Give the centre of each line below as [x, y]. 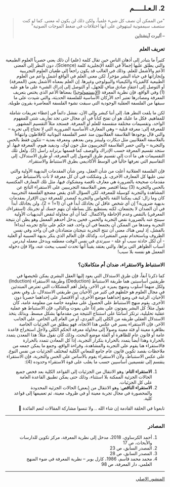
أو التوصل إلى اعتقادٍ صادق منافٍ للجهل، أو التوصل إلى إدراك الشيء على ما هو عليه [87, 87]
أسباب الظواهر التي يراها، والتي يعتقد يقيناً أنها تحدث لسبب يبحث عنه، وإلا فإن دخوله [87, 246]
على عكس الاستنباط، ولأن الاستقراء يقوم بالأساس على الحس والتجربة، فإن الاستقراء [86, 356]
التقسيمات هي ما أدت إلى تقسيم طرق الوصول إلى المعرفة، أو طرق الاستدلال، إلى [88, 156]
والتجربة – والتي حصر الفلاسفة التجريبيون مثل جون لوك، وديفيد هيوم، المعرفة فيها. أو [86, 145]
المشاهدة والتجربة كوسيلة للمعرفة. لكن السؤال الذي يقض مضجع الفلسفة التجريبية [88, 192]
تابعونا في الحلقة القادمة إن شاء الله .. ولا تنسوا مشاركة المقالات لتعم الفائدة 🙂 [92, 408]
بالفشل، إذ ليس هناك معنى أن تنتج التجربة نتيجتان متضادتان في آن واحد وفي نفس [89, 230]
